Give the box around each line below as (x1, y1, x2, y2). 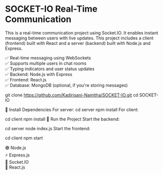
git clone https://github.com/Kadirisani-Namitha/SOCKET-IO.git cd (5, 92, 138, 98)
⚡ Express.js (5, 152, 30, 158)
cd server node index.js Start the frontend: (5, 125, 91, 131)
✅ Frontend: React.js (5, 77, 47, 82)
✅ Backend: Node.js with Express (5, 71, 72, 77)
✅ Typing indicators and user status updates (5, 66, 95, 72)
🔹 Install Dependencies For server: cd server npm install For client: (5, 106, 139, 113)
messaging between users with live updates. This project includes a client (5, 35, 154, 41)
